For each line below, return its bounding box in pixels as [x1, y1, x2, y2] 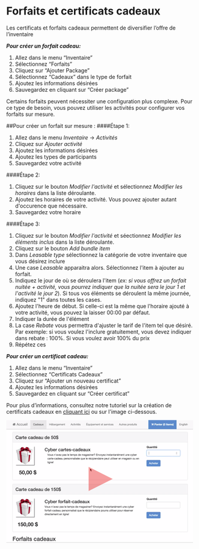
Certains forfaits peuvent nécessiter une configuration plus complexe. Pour [6, 98, 192, 105]
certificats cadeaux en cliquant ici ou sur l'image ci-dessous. [6, 408, 158, 415]
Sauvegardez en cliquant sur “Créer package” [14, 86, 129, 93]
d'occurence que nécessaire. [14, 202, 88, 209]
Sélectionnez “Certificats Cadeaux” [14, 370, 103, 378]
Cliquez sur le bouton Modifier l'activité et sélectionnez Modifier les [14, 183, 183, 190]
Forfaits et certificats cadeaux [6, 4, 161, 18]
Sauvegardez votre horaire [14, 208, 81, 215]
